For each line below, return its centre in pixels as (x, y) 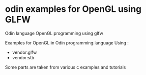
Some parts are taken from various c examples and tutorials (66, 67)
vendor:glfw (24, 52)
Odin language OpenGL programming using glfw (54, 33)
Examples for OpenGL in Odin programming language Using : (67, 42)
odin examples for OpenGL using (73, 9)
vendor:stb (23, 57)
